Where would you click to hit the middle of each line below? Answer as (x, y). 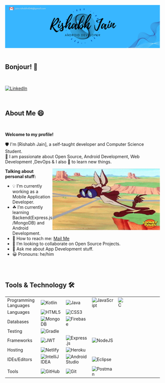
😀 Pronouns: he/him (33, 254)
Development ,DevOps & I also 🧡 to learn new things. (58, 162)
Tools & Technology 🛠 (40, 285)
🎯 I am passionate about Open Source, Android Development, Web (72, 157)
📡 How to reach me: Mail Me (41, 239)
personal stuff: (21, 177)
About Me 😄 (25, 113)
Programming (21, 300)
